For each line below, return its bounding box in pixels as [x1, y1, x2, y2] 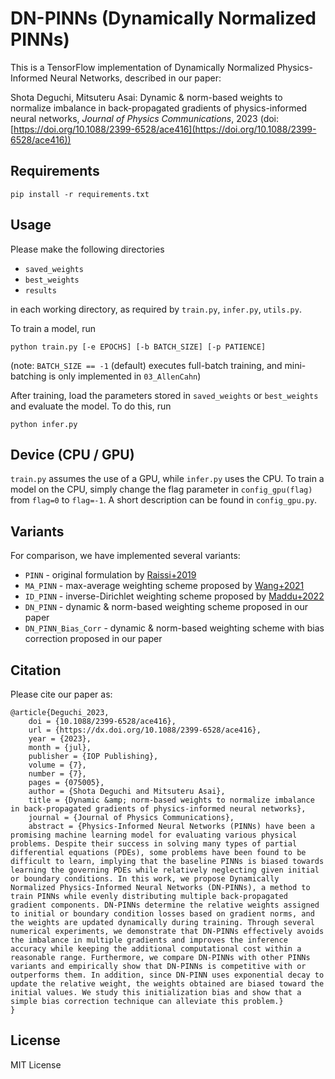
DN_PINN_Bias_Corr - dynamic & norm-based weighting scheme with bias [24, 622, 325, 634]
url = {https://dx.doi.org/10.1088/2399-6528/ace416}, [28, 725, 262, 735]
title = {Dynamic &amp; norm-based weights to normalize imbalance [28, 795, 315, 805]
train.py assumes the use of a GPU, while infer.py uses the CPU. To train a [10, 473, 325, 485]
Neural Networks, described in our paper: [49, 72, 222, 84]
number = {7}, [28, 769, 87, 779]
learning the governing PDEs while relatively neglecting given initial [10, 865, 320, 875]
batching [10, 370, 47, 382]
